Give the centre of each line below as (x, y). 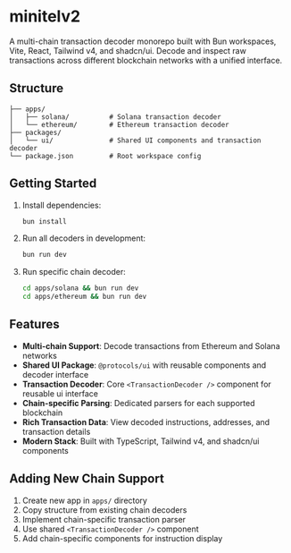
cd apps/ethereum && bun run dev (84, 297)
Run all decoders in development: (83, 238)
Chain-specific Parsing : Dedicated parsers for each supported (138, 403)
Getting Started (53, 184)
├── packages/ (36, 132)
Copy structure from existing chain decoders (104, 510)
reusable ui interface (60, 393)
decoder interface (55, 374)
